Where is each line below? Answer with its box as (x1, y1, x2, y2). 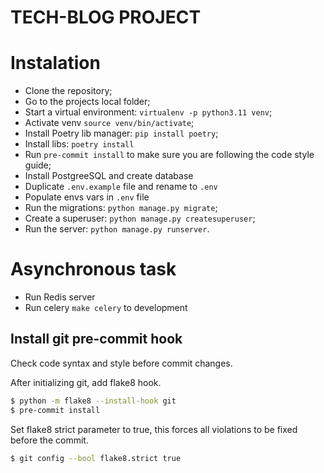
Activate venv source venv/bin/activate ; (24, 117, 195, 129)
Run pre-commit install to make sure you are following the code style (24, 149, 315, 161)
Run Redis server (24, 291, 96, 303)
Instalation (10, 52, 101, 75)
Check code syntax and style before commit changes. (10, 357, 233, 369)
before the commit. (10, 434, 89, 446)
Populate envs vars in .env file (24, 191, 150, 203)
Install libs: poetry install (24, 138, 135, 150)
